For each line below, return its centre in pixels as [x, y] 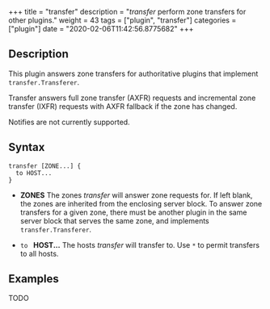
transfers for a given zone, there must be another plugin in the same [133, 212]
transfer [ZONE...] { [45, 166]
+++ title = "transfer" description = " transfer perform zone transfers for [127, 12]
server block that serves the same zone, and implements [114, 220]
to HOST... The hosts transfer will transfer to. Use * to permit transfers [140, 244]
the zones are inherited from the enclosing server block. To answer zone [141, 203]
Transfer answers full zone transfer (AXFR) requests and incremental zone [132, 98]
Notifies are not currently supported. [70, 122]
